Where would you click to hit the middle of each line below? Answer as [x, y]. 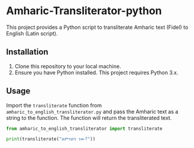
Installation [27, 52]
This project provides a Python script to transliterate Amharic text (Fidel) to [97, 27]
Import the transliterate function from [54, 105]
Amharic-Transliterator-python [84, 11]
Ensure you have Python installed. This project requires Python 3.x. [96, 73]
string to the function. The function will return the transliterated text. [89, 118]
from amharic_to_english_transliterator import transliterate [84, 129]
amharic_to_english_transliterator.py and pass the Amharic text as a [92, 111]
